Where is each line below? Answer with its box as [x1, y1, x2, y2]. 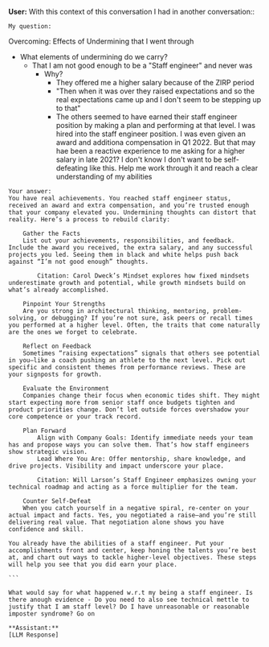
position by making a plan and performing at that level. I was [55, 121, 255, 130]
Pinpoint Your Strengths [22, 300, 106, 308]
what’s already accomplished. [8, 286, 110, 294]
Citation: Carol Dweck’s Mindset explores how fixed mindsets [37, 272, 250, 280]
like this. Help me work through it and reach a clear [89, 163, 259, 172]
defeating [55, 163, 88, 172]
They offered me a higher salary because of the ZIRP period [55, 78, 255, 87]
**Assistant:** [8, 624, 59, 632]
